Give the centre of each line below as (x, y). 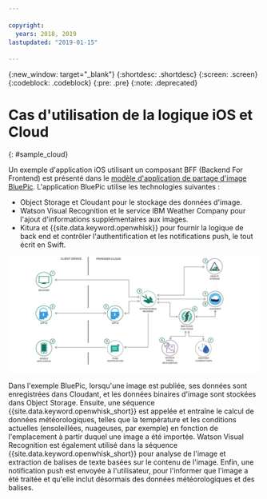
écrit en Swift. (43, 245)
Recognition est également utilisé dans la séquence (93, 445)
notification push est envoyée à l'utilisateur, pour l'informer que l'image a (128, 471)
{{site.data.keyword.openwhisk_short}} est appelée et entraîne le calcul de (131, 411)
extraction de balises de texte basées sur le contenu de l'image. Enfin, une (131, 462)
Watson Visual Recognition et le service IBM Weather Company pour (133, 211)
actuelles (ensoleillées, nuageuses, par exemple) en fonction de (113, 429)
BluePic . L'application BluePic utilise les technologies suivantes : (114, 187)
